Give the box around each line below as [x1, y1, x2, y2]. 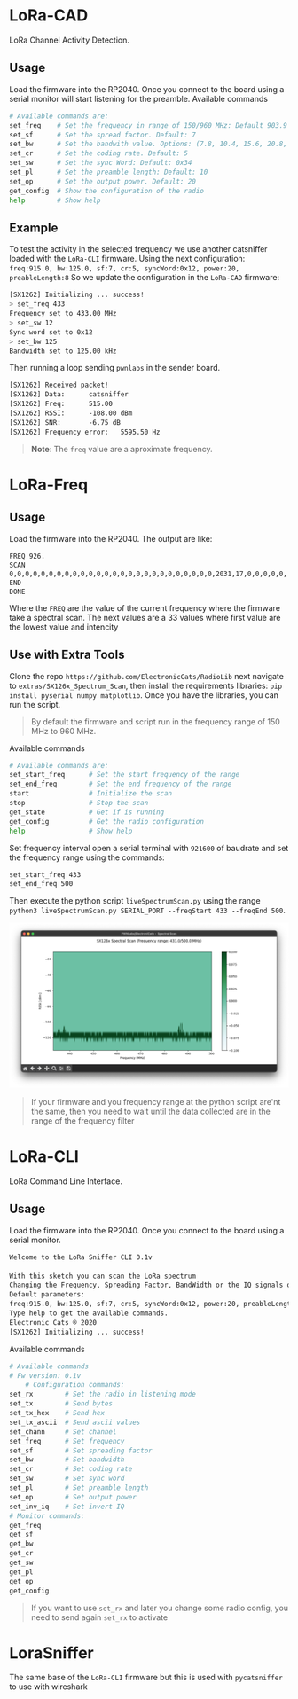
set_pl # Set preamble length [9, 1484, 149, 1492]
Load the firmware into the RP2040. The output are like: [9, 533, 213, 544]
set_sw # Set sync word [9, 1474, 125, 1484]
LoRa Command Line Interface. [9, 1176, 122, 1186]
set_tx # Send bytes [9, 1399, 114, 1408]
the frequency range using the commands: [9, 852, 166, 863]
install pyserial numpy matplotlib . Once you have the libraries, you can [9, 689, 279, 701]
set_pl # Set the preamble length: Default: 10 [9, 168, 208, 176]
